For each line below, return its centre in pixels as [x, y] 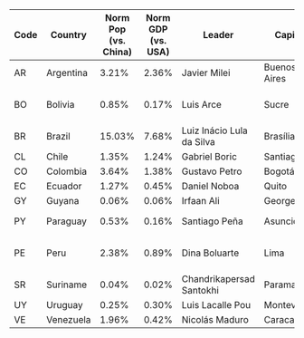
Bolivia [61, 105]
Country [69, 35]
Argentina [67, 73]
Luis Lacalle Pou [216, 305]
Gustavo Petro [212, 171]
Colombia [67, 171]
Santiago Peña [212, 221]
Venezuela [69, 319]
